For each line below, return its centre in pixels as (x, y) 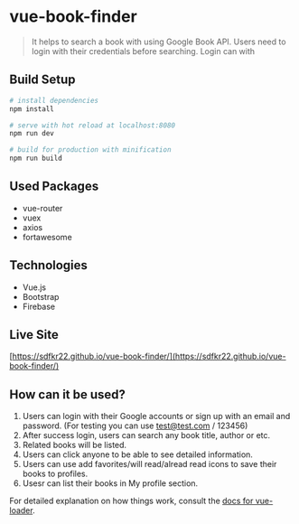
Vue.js (34, 287)
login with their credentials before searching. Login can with (143, 51)
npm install (32, 109)
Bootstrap (41, 296)
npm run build (36, 159)
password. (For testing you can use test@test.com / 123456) (135, 426)
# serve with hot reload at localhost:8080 (93, 125)
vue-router (42, 208)
